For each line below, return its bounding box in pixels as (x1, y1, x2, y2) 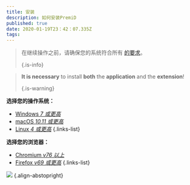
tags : (6, 32, 20, 38)
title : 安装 (6, 9, 35, 15)
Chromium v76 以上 (15, 152, 65, 159)
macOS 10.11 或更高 (15, 118, 64, 125)
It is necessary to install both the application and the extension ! (21, 73, 185, 80)
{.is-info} (21, 61, 44, 69)
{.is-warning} (21, 85, 55, 92)
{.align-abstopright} (13, 172, 64, 180)
